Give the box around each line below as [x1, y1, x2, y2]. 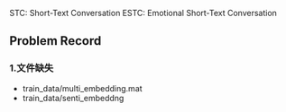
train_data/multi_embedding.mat [22, 82, 143, 93]
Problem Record [9, 33, 102, 48]
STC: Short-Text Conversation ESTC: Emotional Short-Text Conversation [9, 8, 278, 18]
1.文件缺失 [9, 62, 54, 74]
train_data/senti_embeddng [22, 92, 125, 103]
